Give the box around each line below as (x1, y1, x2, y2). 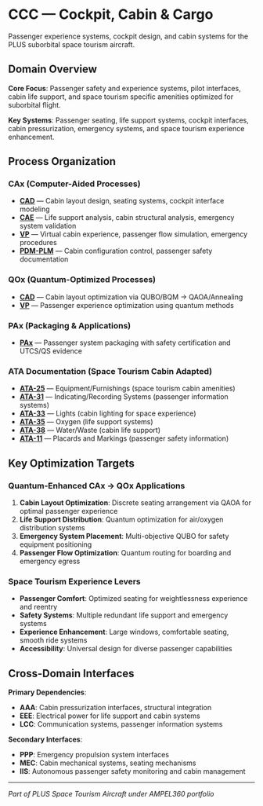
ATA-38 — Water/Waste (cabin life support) (19, 426, 161, 435)
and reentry (19, 603, 58, 612)
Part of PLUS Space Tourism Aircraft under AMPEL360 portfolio (8, 790, 214, 799)
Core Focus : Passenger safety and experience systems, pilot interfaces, (8, 83, 241, 93)
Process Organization (8, 155, 116, 168)
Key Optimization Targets (8, 456, 135, 470)
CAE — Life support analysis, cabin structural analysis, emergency (19, 213, 235, 222)
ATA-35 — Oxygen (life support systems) (19, 417, 154, 427)
